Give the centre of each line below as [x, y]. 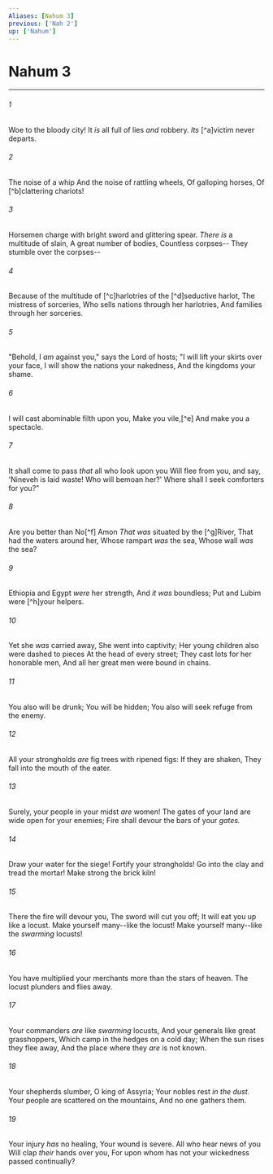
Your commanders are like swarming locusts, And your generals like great [132, 1030]
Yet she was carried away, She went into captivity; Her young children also [134, 646]
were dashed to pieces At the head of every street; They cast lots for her [130, 654]
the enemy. [27, 715]
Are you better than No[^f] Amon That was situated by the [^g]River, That [131, 532]
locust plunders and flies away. [61, 987]
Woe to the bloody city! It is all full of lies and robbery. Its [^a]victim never [132, 129]
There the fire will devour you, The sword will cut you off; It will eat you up [132, 917]
